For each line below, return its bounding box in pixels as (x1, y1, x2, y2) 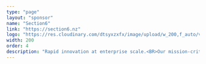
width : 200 (6, 37, 34, 43)
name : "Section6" (6, 20, 51, 26)
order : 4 (6, 43, 29, 49)
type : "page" (6, 9, 40, 15)
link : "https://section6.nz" (6, 26, 81, 32)
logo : (6, 32, 20, 38)
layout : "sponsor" (6, 15, 53, 21)
